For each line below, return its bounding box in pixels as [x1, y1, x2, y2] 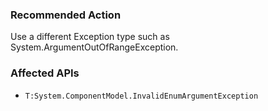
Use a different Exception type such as [10, 31, 170, 43]
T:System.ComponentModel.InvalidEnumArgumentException [24, 91, 259, 101]
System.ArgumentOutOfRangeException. [10, 41, 179, 53]
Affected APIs [10, 66, 80, 80]
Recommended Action [10, 8, 122, 22]
